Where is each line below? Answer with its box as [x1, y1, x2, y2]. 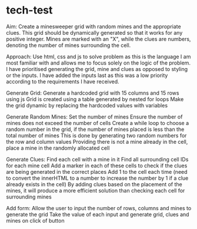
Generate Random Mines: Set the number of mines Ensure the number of [6, 113, 183, 120]
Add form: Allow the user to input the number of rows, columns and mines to [6, 204, 192, 211]
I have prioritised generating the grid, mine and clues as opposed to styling [6, 65, 188, 72]
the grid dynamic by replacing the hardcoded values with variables [6, 102, 168, 109]
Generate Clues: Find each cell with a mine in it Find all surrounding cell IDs [6, 156, 189, 163]
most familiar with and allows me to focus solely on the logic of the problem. [6, 59, 191, 66]
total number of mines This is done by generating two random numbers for [6, 132, 187, 139]
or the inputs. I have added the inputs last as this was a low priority [6, 72, 168, 79]
